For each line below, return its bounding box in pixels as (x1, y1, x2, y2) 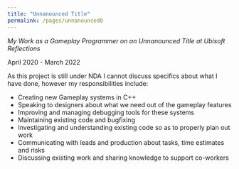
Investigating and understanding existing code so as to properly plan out (17, 123, 230, 131)
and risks (17, 146, 45, 154)
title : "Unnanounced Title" (7, 10, 91, 18)
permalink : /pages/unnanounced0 (7, 17, 103, 24)
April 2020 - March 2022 (7, 58, 80, 66)
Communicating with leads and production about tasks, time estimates (17, 138, 225, 146)
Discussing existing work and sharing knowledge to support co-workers (17, 153, 229, 162)
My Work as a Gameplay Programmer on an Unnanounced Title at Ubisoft (7, 36, 225, 45)
